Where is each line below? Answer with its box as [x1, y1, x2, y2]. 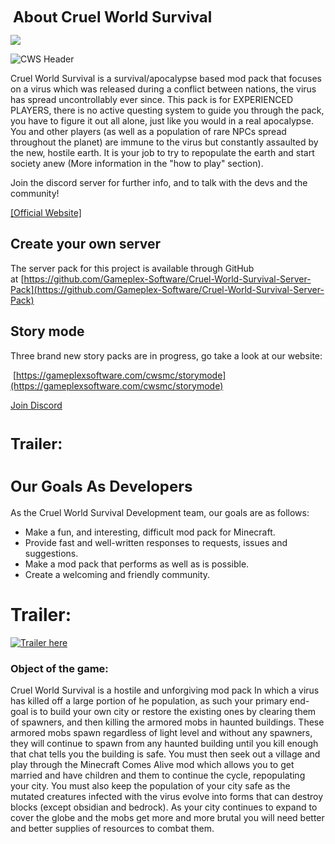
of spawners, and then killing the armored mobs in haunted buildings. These [10, 716, 325, 728]
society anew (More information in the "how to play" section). [10, 158, 264, 169]
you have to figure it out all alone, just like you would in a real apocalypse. [10, 115, 314, 127]
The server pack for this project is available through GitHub [10, 262, 255, 274]
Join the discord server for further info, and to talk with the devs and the [10, 177, 308, 188]
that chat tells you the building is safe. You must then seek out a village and [10, 748, 321, 760]
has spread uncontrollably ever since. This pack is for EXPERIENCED [10, 94, 293, 105]
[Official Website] [10, 207, 82, 218]
